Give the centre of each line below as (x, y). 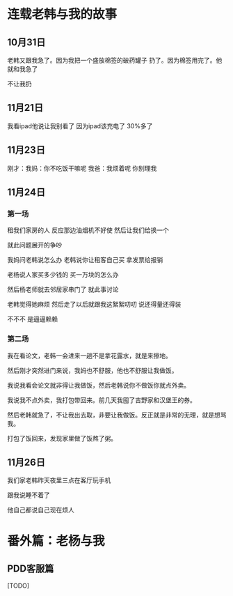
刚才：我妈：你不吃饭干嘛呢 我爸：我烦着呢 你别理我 (82, 168)
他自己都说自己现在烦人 (41, 510)
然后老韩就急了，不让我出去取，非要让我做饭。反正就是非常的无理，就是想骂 (117, 415)
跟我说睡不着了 (29, 495)
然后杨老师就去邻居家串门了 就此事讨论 (63, 289)
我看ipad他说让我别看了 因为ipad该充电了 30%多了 (80, 125)
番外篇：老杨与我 (56, 541)
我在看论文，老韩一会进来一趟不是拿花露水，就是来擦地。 (89, 356)
